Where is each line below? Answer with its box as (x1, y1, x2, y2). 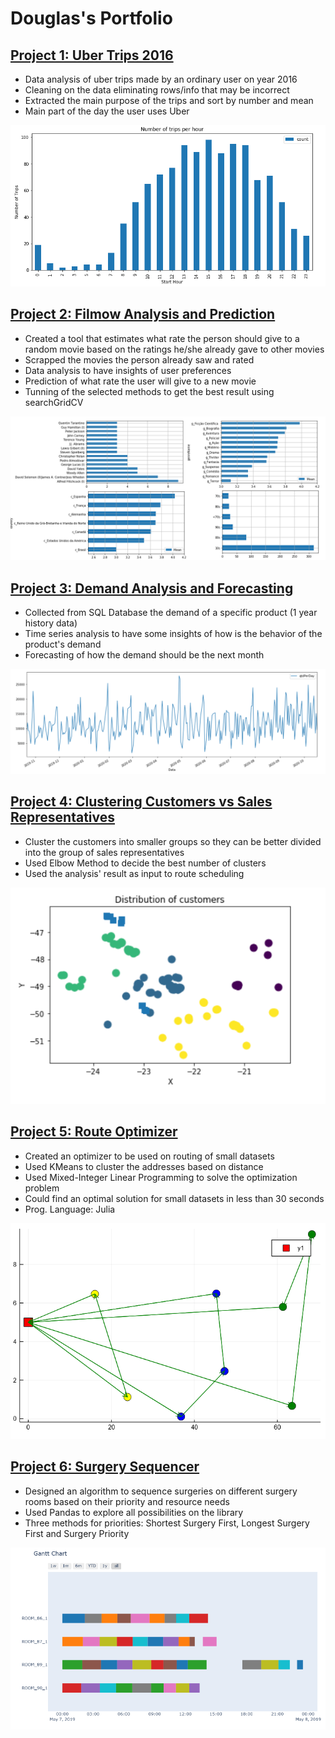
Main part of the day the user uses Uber (24, 105, 190, 117)
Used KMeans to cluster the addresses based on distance (24, 1160, 264, 1172)
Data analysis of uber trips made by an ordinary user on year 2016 (24, 73, 298, 85)
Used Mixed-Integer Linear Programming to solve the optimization (24, 1171, 298, 1183)
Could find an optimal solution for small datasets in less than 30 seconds (24, 1192, 325, 1204)
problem (24, 1182, 60, 1194)
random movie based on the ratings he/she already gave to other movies (24, 343, 325, 355)
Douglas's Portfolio (10, 7, 173, 30)
